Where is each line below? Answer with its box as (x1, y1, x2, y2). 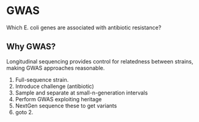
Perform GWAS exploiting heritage (15, 95, 102, 102)
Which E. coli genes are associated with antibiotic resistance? (6, 24, 162, 31)
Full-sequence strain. (15, 76, 69, 83)
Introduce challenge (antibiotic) (15, 82, 95, 90)
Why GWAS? (6, 41, 56, 52)
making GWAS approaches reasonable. (6, 64, 105, 71)
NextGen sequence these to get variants (15, 102, 117, 109)
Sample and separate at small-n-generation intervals (15, 89, 148, 96)
